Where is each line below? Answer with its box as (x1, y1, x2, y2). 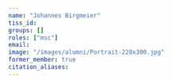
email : (8, 41, 30, 49)
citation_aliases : (8, 63, 69, 71)
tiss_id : (8, 19, 37, 27)
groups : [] (8, 26, 44, 34)
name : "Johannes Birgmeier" (8, 11, 101, 20)
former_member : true (8, 56, 77, 64)
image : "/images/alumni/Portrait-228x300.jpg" (8, 48, 165, 56)
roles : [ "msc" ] (8, 33, 59, 42)
